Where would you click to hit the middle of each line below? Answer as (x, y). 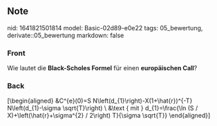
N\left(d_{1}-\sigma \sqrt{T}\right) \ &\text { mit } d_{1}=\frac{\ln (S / (103, 108)
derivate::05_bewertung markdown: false (66, 35)
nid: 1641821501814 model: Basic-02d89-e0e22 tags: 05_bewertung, (105, 28)
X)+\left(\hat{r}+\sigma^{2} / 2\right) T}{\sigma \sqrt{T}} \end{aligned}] (109, 116)
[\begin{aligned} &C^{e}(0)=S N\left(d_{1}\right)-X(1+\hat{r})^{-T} (100, 101)
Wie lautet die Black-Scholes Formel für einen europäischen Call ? (102, 68)
